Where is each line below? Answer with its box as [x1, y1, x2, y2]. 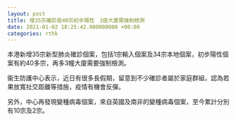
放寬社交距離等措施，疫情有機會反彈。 [13, 82, 125, 91]
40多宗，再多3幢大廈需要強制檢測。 [25, 59, 130, 68]
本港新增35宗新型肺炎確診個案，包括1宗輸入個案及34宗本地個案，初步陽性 [7, 50, 223, 58]
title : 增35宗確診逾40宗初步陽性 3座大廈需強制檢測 [7, 17, 145, 24]
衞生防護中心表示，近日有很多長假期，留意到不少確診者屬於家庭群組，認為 [7, 74, 223, 82]
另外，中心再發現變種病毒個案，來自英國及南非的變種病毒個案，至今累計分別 [7, 98, 230, 106]
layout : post [7, 10, 46, 18]
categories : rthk [7, 30, 58, 37]
